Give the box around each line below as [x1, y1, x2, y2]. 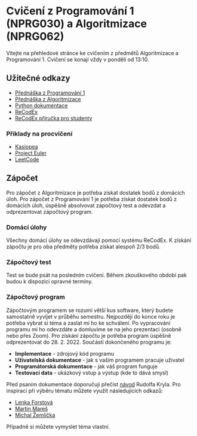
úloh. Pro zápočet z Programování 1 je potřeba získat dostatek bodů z [6, 195, 177, 202]
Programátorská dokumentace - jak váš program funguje [14, 362, 158, 370]
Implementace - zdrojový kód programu [14, 350, 115, 357]
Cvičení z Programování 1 [6, 4, 134, 18]
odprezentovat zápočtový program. [6, 208, 94, 215]
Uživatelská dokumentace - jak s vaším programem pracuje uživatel [14, 356, 184, 364]
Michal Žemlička [14, 411, 56, 419]
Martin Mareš [14, 405, 48, 412]
